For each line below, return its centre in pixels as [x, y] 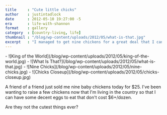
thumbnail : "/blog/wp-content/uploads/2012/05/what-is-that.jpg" [75, 38]
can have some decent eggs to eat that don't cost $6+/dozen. [69, 97]
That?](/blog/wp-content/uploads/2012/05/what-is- [102, 61]
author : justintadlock [33, 14]
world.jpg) [16, 61]
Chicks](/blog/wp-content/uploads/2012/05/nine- [91, 66]
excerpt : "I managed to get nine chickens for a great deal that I [80, 42]
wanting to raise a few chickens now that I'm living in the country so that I [80, 92]
